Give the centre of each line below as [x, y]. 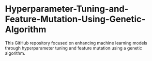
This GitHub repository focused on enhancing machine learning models [76, 43]
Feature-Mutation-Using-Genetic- [75, 19]
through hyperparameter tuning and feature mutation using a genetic [74, 48]
